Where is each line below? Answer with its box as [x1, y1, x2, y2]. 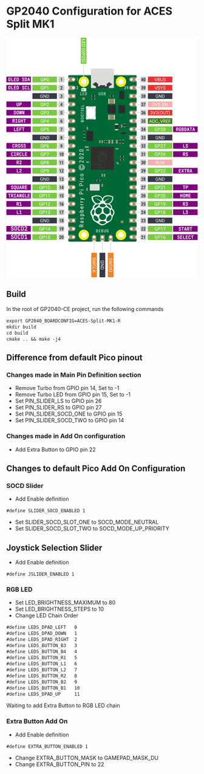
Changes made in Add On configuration [6, 432, 126, 440]
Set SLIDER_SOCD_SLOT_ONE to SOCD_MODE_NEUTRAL [15, 518, 159, 526]
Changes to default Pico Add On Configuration [6, 464, 186, 474]
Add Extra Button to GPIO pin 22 [15, 445, 96, 453]
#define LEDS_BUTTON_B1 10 [6, 685, 80, 691]
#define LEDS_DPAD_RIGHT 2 [6, 637, 78, 643]
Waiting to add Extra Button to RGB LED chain [6, 702, 120, 709]
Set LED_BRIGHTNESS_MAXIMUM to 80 [15, 599, 116, 606]
